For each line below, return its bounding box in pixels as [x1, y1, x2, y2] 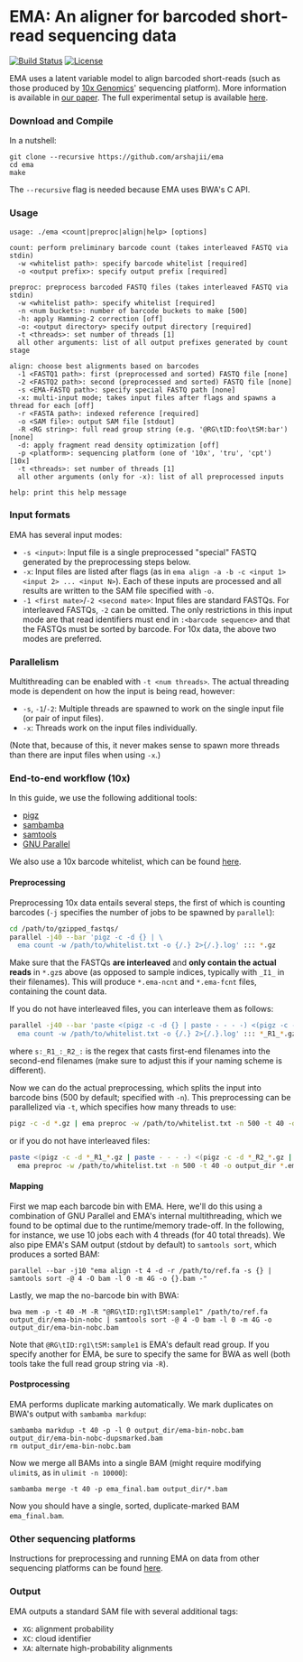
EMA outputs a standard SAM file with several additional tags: [9, 1605, 239, 1617]
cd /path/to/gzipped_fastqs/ [9, 924, 119, 933]
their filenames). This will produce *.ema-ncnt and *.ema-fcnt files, [9, 977, 257, 988]
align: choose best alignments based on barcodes [9, 361, 200, 371]
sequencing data [48, 25, 178, 46]
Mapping [9, 1181, 44, 1192]
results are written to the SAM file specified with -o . [22, 585, 215, 596]
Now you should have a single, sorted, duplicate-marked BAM [9, 1500, 240, 1511]
